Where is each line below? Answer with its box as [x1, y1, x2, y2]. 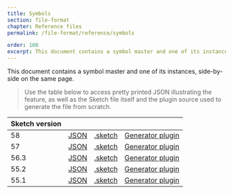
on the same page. [20, 75, 74, 83]
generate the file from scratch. [24, 103, 112, 110]
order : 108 [7, 42, 39, 49]
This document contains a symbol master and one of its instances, [7, 67, 198, 75]
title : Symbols [7, 10, 51, 17]
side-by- [198, 67, 223, 75]
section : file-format [7, 17, 70, 23]
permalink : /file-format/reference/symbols [7, 29, 135, 37]
